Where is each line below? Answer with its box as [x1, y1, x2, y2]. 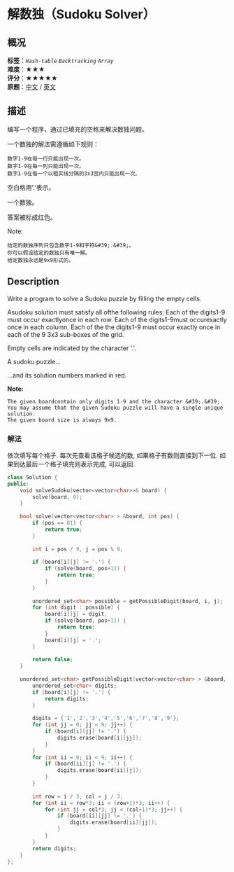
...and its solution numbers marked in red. [7, 371, 127, 379]
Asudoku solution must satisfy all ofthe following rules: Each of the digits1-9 [7, 307, 226, 316]
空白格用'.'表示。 [7, 183, 55, 191]
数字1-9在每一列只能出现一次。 [7, 162, 85, 169]
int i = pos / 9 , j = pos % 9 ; [32, 546, 124, 553]
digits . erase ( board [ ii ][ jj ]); [69, 819, 158, 826]
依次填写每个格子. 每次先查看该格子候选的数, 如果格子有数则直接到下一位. [7, 451, 218, 459]
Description [7, 276, 59, 288]
